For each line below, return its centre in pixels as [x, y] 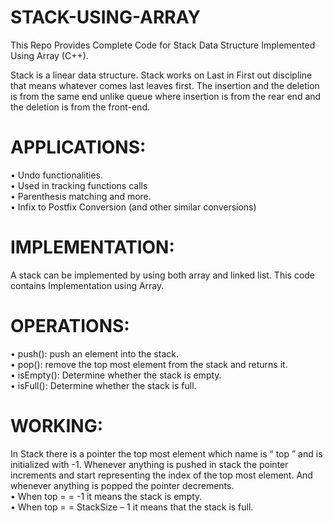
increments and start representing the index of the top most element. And [161, 475]
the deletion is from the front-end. [80, 107]
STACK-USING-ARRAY [105, 17]
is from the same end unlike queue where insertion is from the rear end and [166, 96]
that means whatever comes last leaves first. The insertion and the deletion [165, 85]
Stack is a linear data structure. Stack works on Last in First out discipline [161, 75]
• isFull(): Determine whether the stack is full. [103, 385]
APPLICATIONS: [78, 147]
